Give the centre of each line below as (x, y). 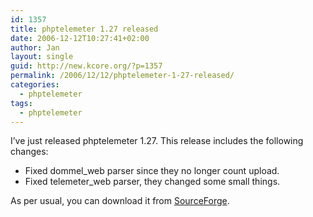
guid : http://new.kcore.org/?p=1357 (86, 66)
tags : (21, 103)
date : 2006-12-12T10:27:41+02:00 (80, 38)
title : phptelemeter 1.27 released (84, 29)
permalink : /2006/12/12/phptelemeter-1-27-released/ (122, 76)
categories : (35, 85)
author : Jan (35, 47)
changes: (29, 152)
